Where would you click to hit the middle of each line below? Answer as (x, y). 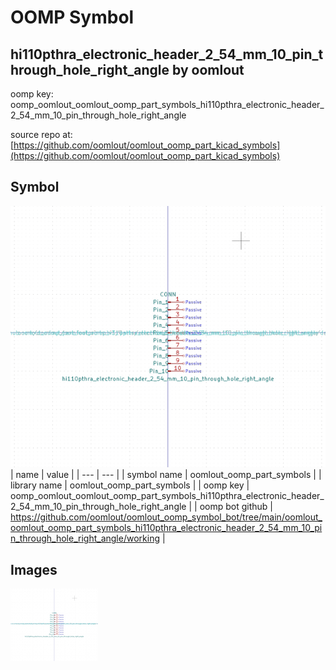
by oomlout (208, 69)
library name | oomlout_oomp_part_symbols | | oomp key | (130, 485)
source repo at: (41, 134)
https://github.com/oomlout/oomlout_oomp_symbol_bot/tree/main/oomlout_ (166, 517)
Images (34, 569)
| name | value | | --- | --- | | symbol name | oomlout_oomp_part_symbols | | (166, 475)
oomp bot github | (236, 507)
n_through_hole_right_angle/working (85, 538)
